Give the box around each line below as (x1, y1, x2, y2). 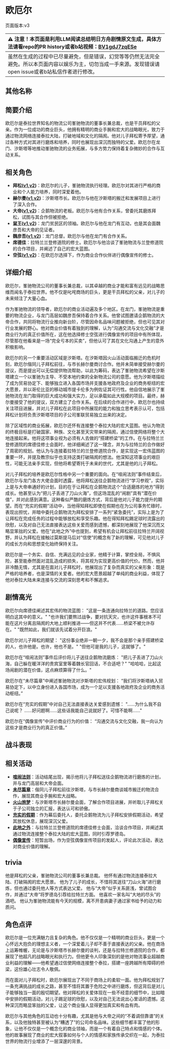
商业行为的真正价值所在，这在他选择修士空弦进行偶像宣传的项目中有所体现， (5, 331, 165, 337)
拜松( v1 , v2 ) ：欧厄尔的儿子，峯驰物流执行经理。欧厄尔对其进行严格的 (12, 182, 156, 188)
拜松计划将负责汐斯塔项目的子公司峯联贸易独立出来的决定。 (5, 411, 130, 417)
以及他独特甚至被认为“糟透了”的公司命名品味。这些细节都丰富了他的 (14, 1019, 156, 1025)
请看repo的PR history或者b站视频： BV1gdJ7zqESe (13, 43, 137, 50)
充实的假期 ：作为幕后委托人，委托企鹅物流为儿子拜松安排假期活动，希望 (12, 812, 163, 818)
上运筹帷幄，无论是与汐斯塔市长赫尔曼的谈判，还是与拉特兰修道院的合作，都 (5, 947, 165, 953)
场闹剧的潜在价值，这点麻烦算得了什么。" (5, 666, 92, 673)
